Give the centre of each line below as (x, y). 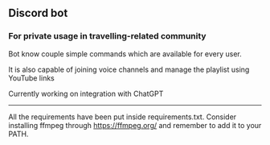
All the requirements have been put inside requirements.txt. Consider (123, 117)
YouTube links (31, 78)
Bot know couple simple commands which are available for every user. (125, 54)
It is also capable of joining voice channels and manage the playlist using (129, 69)
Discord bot (38, 13)
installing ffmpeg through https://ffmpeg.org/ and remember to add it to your (135, 125)
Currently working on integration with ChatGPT (86, 93)
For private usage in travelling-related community (107, 36)
